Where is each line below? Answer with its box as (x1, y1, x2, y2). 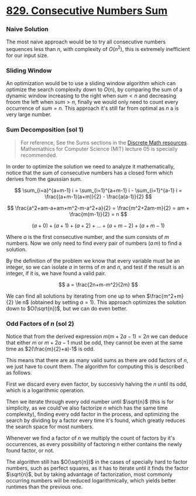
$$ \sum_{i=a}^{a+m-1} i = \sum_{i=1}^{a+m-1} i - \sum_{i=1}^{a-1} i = (14, 187, 183, 194)
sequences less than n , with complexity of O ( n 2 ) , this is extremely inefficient (6, 45, 190, 53)
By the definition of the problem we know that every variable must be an (6, 257, 180, 264)
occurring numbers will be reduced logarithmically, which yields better (6, 477, 176, 484)
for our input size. (6, 52, 49, 59)
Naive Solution (6, 25, 49, 33)
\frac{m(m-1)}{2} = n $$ (69, 210, 128, 218)
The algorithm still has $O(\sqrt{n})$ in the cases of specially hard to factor (6, 458, 188, 465)
